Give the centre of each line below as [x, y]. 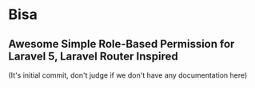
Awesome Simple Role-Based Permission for [122, 44]
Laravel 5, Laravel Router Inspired [93, 56]
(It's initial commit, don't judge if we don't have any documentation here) [128, 75]
